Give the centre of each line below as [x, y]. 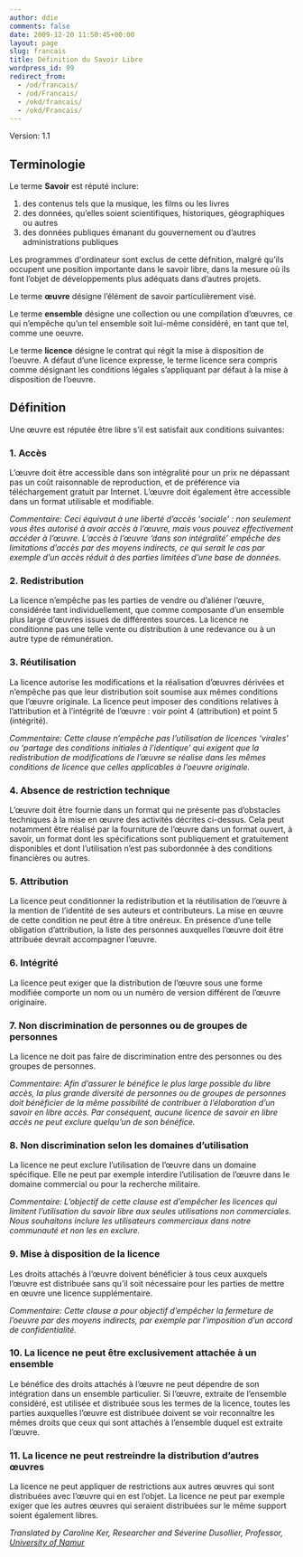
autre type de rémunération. [61, 639]
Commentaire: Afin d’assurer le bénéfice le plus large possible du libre [140, 1083]
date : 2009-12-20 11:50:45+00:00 [72, 34]
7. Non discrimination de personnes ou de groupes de [129, 1025]
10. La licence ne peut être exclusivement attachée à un [133, 1353]
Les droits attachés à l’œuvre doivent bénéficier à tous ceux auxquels [138, 1274]
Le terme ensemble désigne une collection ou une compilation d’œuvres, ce [151, 314]
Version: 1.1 [30, 136]
